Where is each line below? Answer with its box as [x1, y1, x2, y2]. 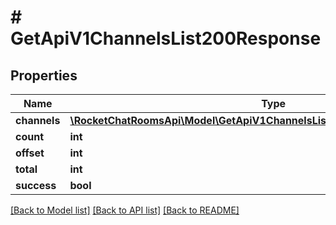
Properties [10, 67, 78, 84]
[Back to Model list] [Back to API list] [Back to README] [10, 204, 240, 216]
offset [15, 146, 45, 160]
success [15, 179, 57, 192]
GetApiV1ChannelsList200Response [10, 27, 322, 50]
